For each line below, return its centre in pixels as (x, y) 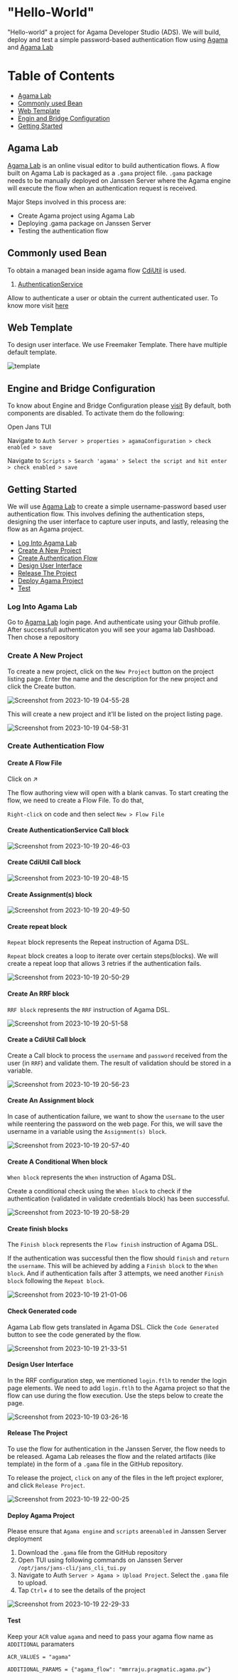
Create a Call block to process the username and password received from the (118, 1055)
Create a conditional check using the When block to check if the (99, 1191)
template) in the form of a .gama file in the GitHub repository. (95, 1464)
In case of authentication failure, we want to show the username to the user (116, 1117)
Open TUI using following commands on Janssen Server (100, 1560)
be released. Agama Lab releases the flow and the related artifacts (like (112, 1457)
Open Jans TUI (29, 427)
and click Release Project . (46, 1485)
